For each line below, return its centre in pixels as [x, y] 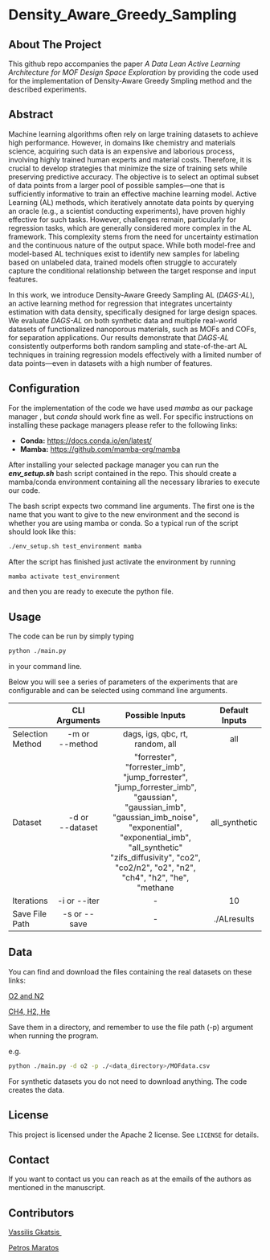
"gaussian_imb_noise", [155, 818]
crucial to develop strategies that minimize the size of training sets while [128, 168]
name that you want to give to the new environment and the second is [124, 514]
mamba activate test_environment [64, 577]
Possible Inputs [155, 716]
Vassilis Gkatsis [34, 1233]
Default [234, 711]
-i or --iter [78, 901]
